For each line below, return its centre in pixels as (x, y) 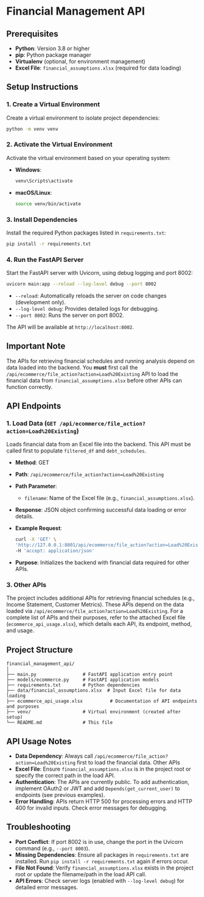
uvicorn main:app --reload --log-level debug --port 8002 (81, 284)
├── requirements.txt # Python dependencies (73, 685)
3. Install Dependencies (42, 219)
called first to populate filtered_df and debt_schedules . (76, 451)
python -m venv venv (33, 129)
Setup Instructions (42, 87)
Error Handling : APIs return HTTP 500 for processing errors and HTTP (104, 801)
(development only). (40, 302)
